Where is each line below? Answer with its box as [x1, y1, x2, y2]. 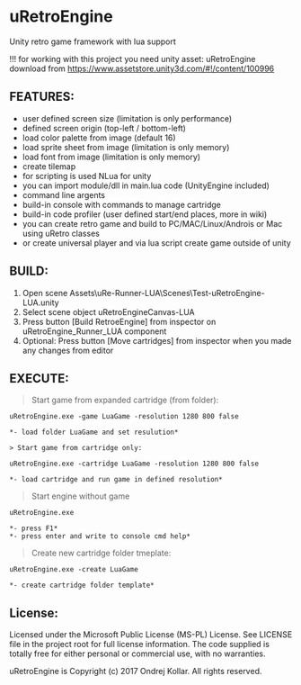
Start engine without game [31, 491, 130, 501]
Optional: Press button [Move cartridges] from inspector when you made [22, 335, 292, 346]
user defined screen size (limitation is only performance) [22, 113, 233, 123]
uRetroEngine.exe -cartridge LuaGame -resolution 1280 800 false [9, 459, 259, 469]
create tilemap [22, 160, 76, 172]
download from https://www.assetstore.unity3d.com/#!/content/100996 [9, 63, 275, 74]
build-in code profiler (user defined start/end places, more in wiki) [22, 209, 268, 220]
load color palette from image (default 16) [22, 132, 177, 143]
